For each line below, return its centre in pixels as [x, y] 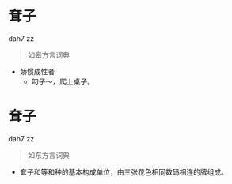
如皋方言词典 [48, 54]
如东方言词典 [48, 155]
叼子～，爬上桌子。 [63, 81]
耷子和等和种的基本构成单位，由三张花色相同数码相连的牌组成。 [124, 171]
